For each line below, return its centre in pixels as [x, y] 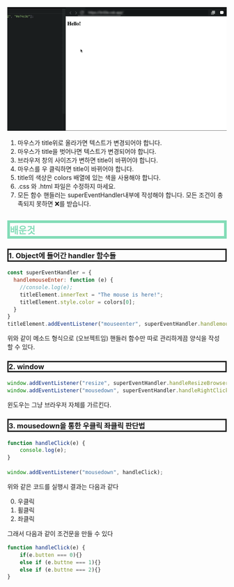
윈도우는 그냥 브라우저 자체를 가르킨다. [59, 405]
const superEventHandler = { [49, 273]
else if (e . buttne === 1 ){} [60, 562]
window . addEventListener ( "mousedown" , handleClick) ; [85, 473]
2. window [26, 367]
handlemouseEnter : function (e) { [63, 280]
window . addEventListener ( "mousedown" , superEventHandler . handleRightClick [118, 391]
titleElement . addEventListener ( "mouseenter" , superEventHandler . [104, 324]
